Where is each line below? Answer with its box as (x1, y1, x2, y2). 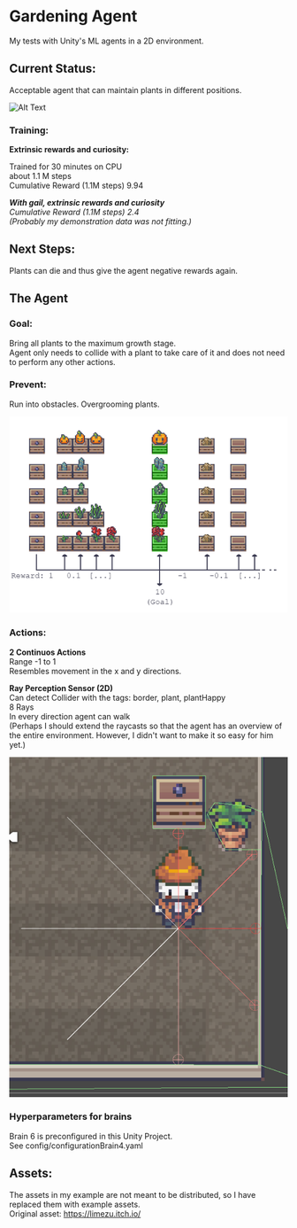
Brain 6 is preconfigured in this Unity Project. (9, 1131, 173, 1141)
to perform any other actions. (9, 356, 117, 367)
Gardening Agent (9, 6, 138, 27)
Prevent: (9, 378, 47, 391)
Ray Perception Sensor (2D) (9, 682, 113, 693)
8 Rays (9, 702, 34, 712)
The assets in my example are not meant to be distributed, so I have (9, 1189, 256, 1200)
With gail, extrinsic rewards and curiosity (9, 198, 165, 208)
